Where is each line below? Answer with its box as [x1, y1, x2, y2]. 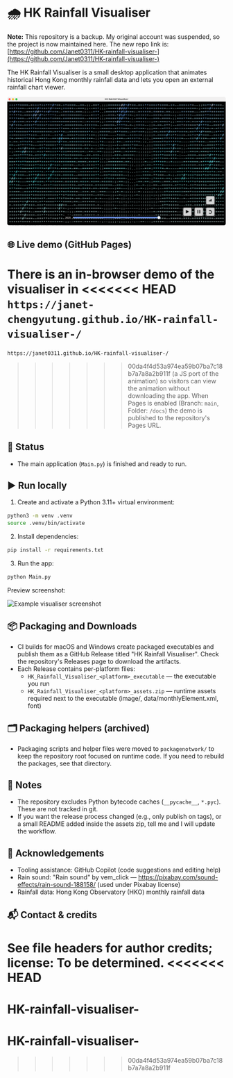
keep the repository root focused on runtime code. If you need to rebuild [17, 752, 225, 760]
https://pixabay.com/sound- [138, 873, 218, 881]
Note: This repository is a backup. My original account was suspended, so [7, 32, 221, 41]
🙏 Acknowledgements [7, 847, 105, 859]
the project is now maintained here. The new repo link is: [7, 40, 169, 48]
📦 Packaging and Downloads [7, 620, 137, 632]
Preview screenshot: [7, 586, 66, 594]
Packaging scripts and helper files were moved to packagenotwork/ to [17, 744, 215, 753]
